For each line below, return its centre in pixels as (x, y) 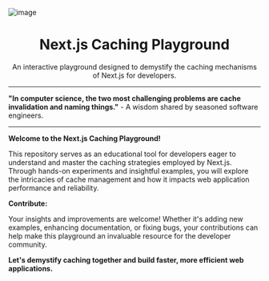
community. (28, 244)
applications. (31, 268)
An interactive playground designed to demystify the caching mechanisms (134, 66)
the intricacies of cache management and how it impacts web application (129, 179)
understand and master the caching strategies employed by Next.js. (120, 162)
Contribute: (28, 203)
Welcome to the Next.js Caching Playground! (85, 138)
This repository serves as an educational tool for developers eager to (122, 154)
